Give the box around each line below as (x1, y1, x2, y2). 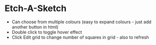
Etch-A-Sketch (4, 3, 67, 14)
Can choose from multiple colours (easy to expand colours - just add (11, 19, 152, 25)
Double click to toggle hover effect (11, 29, 82, 35)
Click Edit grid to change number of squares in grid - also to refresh (11, 34, 149, 40)
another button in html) (11, 24, 59, 30)
